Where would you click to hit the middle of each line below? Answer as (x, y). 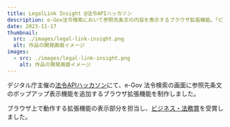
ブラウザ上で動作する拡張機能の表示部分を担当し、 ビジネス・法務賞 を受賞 (112, 108)
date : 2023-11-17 (32, 26)
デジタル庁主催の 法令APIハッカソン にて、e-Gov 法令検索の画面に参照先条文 (115, 85)
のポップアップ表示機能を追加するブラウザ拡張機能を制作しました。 (103, 93)
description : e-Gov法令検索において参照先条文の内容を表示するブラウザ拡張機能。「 (113, 20)
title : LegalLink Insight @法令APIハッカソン (70, 13)
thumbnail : (23, 33)
